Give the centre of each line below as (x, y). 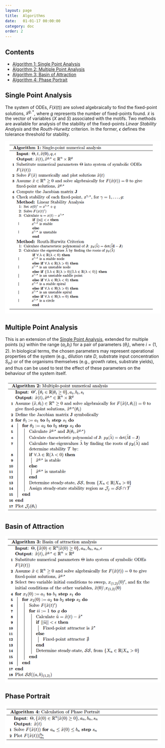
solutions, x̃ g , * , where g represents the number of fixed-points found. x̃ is (80, 113)
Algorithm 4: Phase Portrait (40, 80)
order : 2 (14, 31)
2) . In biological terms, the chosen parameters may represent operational (80, 351)
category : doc (20, 26)
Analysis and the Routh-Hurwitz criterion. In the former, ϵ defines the (75, 129)
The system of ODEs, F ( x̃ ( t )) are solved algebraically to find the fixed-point (81, 107)
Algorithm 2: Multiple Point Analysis (48, 69)
